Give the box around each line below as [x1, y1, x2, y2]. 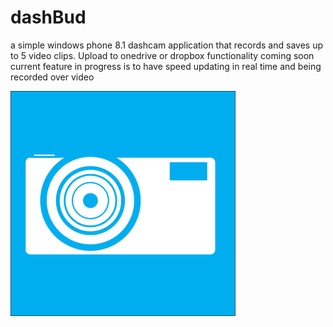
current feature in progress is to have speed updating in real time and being [10, 60, 322, 72]
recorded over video [10, 71, 95, 83]
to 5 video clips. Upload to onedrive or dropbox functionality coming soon [10, 49, 315, 61]
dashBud [10, 6, 87, 29]
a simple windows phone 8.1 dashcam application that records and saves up [10, 39, 323, 51]
